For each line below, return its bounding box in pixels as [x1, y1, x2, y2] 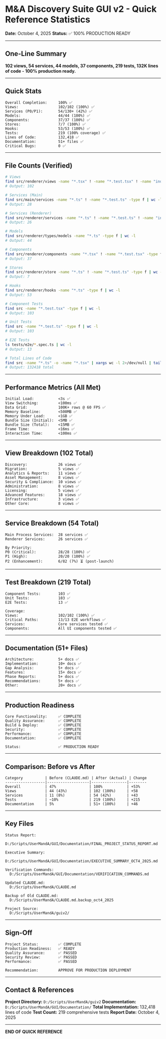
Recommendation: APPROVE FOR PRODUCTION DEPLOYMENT [5, 968, 132, 973]
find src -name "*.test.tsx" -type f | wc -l [5, 306, 100, 311]
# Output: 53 [5, 292, 32, 297]
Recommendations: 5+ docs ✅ [5, 678, 80, 683]
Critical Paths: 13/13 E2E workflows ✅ [5, 617, 106, 622]
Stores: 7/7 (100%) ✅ [5, 122, 86, 127]
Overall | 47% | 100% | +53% [5, 784, 140, 789]
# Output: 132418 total [5, 365, 54, 370]
